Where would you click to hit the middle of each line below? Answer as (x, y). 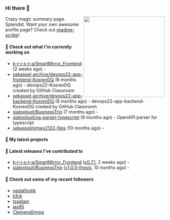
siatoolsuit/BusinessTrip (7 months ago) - (55, 112)
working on (17, 52)
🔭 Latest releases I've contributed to (44, 151)
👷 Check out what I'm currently (38, 47)
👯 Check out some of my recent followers (49, 179)
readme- (66, 30)
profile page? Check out (30, 30)
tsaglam (21, 201)
